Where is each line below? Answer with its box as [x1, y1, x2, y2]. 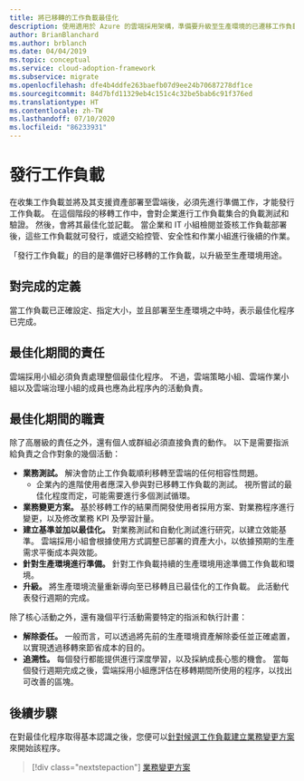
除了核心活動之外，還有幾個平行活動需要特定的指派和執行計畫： [9, 611, 247, 622]
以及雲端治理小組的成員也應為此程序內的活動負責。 [16, 382, 208, 393]
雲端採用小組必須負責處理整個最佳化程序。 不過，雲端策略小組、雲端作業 [9, 371, 281, 382]
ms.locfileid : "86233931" [9, 123, 107, 132]
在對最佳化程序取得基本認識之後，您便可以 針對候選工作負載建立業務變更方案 [9, 731, 295, 742]
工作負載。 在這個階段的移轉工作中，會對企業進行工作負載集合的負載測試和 [9, 208, 290, 219]
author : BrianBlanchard [9, 30, 100, 39]
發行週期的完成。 [30, 592, 95, 603]
